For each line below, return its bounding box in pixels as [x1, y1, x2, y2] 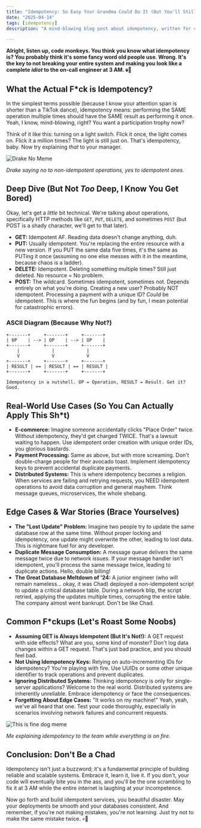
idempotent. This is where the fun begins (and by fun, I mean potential [14, 297, 188, 304]
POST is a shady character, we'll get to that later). [6, 222, 129, 229]
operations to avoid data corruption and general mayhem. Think [14, 483, 172, 490]
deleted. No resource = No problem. [14, 271, 105, 279]
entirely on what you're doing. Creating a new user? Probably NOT [14, 284, 179, 291]
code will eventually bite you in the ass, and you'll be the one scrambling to [6, 778, 191, 785]
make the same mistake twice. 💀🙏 [6, 815, 89, 823]
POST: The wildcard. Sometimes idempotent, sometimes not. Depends [14, 278, 190, 285]
